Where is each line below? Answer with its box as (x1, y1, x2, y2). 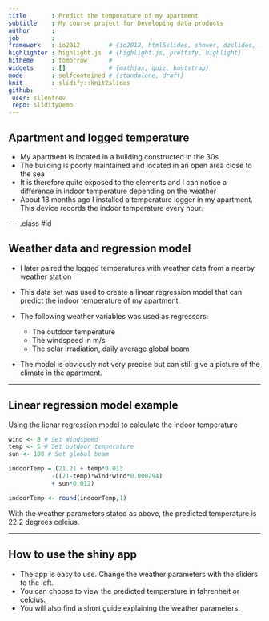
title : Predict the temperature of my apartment (8, 11, 199, 20)
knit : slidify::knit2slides (8, 79, 130, 87)
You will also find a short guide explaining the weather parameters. (19, 603, 240, 613)
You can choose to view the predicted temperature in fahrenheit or (19, 586, 240, 595)
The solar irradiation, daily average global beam (31, 344, 190, 353)
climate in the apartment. (19, 368, 102, 377)
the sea (19, 169, 46, 179)
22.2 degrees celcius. (8, 517, 80, 526)
